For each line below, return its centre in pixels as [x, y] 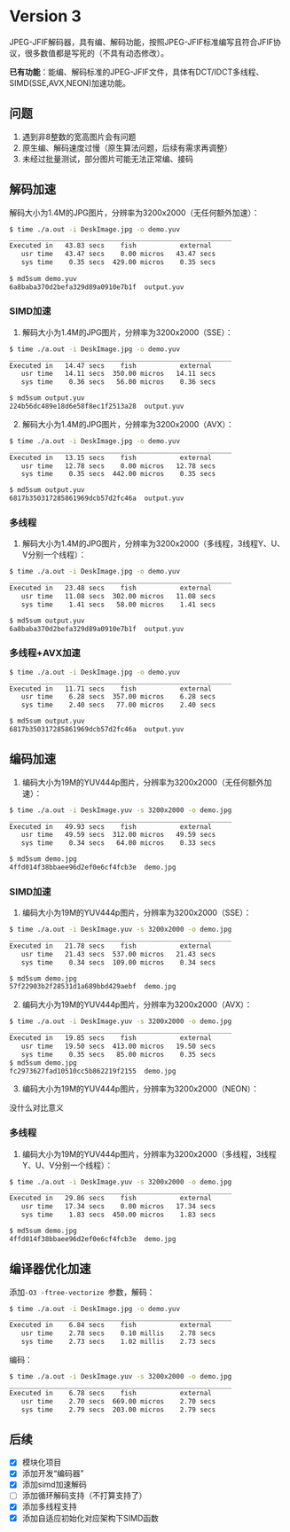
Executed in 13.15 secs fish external [111, 457]
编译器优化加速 [50, 1269]
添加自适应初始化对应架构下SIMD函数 [90, 1518]
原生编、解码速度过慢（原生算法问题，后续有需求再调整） [127, 147]
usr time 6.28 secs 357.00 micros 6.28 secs [118, 697]
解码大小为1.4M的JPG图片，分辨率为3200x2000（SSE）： [127, 332]
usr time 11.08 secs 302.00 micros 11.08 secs [118, 597]
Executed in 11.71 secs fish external [111, 689]
